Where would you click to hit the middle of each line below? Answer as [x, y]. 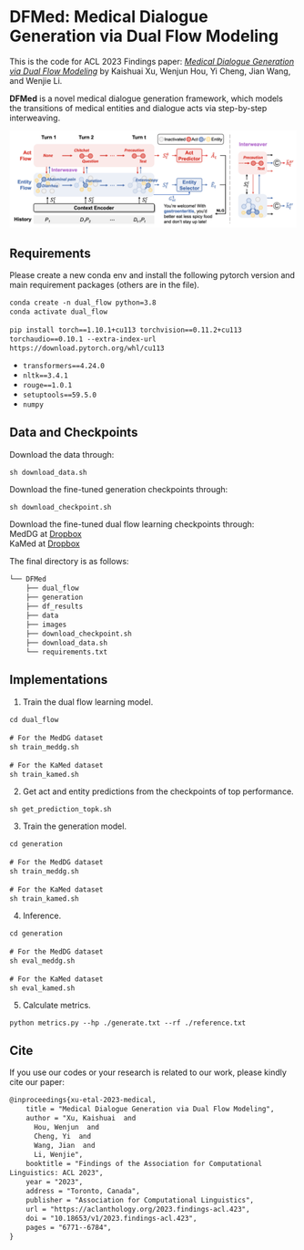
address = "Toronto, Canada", [83, 1192]
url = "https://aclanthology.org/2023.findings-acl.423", [138, 1210]
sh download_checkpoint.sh [61, 507]
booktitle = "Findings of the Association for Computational [144, 1164]
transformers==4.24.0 [63, 367]
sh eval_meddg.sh [42, 961]
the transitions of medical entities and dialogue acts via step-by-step [138, 108]
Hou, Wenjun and [66, 1128]
